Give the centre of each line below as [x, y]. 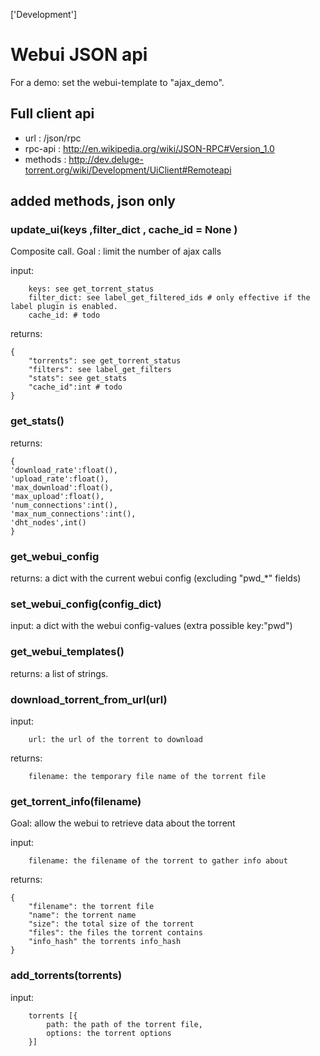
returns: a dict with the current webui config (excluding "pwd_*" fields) [156, 578]
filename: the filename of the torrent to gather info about [158, 861]
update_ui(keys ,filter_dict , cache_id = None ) [124, 230]
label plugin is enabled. [64, 307]
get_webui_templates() [67, 652]
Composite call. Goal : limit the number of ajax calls [116, 251]
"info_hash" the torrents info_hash [105, 942]
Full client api [52, 114]
